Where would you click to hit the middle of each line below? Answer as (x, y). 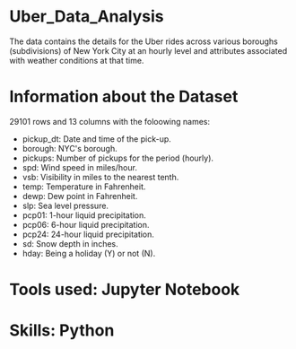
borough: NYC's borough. (70, 148)
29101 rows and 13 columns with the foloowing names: (110, 121)
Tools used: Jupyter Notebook (125, 290)
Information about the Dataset (124, 97)
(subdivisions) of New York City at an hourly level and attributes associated (148, 50)
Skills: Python (62, 331)
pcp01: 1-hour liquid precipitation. (84, 215)
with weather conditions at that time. (77, 60)
